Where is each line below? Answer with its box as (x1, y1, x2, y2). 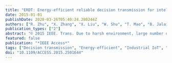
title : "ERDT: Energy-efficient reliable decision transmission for (5, 7, 155, 13)
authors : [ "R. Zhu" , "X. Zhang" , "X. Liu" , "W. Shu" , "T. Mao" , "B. (5, 21, 155, 27)
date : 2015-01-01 (5, 12, 42, 17)
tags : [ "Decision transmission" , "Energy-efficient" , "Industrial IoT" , (5, 45, 164, 50)
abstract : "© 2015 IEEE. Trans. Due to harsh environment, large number (5, 31, 164, 36)
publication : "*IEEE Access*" (5, 41, 70, 46)
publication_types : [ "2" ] (5, 26, 60, 31)
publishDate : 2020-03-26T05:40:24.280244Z (5, 17, 97, 22)
